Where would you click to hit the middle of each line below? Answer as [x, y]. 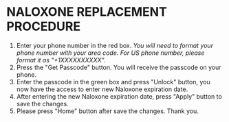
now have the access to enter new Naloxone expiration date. [102, 89]
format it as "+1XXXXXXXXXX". [61, 60]
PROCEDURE [43, 26]
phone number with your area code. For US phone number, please [110, 53]
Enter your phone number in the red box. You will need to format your [115, 45]
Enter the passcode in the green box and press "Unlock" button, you [113, 82]
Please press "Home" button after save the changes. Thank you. [107, 111]
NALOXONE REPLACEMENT [87, 12]
